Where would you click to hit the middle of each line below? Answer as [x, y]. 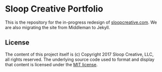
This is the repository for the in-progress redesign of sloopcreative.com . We [81, 22]
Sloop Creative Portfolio [54, 9]
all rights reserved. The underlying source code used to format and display [80, 59]
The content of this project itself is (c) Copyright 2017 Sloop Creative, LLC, [79, 54]
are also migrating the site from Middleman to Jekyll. [57, 27]
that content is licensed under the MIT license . [51, 64]
